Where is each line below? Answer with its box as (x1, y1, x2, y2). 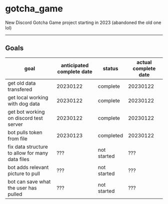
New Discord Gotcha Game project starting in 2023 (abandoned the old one (5, 19, 161, 25)
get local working (7, 94, 48, 101)
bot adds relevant (7, 164, 49, 171)
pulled (7, 191, 22, 198)
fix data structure (7, 143, 48, 150)
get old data (7, 79, 36, 86)
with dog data (7, 100, 40, 107)
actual (136, 58, 152, 65)
